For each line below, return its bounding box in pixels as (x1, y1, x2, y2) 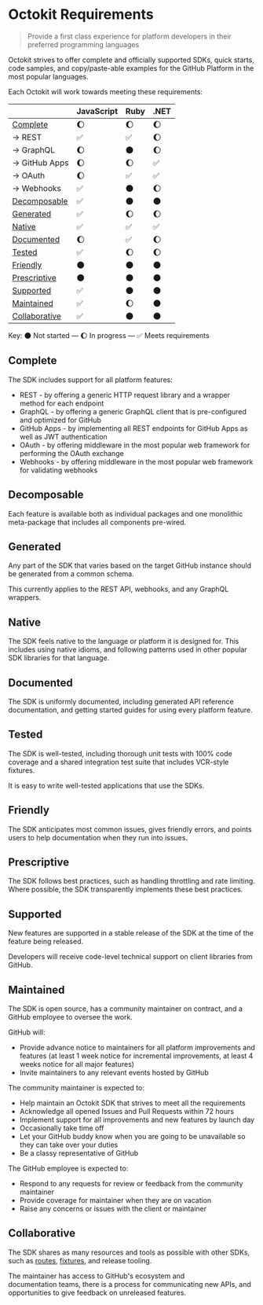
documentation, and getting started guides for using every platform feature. (8, 705, 253, 715)
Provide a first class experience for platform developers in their (27, 31, 232, 41)
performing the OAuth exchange (19, 448, 124, 458)
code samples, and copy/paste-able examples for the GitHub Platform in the (8, 63, 254, 72)
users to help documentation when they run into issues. (8, 833, 188, 842)
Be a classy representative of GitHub (19, 1149, 139, 1158)
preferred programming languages (27, 39, 140, 49)
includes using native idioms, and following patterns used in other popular (8, 645, 247, 654)
